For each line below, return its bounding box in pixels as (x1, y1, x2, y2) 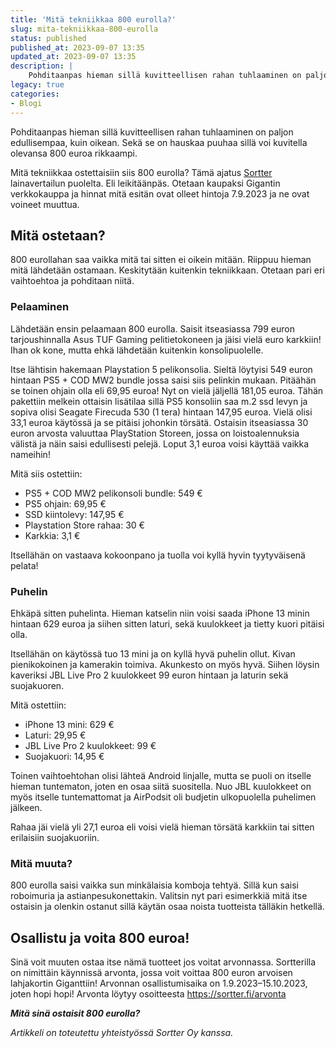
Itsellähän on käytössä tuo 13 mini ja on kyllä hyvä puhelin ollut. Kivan (10, 647, 296, 660)
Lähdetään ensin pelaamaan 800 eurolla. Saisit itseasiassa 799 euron (10, 322, 295, 335)
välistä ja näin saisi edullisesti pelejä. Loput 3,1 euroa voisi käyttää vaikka (10, 437, 310, 450)
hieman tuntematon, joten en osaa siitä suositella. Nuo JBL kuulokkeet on (10, 780, 312, 792)
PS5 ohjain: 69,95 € (24, 497, 107, 510)
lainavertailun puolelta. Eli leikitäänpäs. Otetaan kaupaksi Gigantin (10, 177, 281, 189)
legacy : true (10, 80, 65, 90)
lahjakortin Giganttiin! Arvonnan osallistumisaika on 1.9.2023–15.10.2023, (10, 977, 308, 990)
